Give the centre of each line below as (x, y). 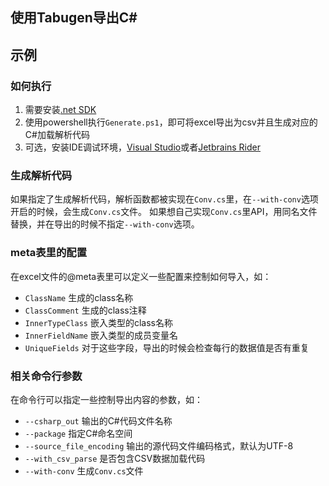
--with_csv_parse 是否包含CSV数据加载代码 (115, 458)
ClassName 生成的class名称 (79, 297)
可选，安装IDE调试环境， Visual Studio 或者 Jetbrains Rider (143, 147)
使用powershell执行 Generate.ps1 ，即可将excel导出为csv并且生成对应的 (171, 122)
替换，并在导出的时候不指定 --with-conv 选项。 (105, 224)
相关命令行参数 (46, 376)
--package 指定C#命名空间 (78, 433)
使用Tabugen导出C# (74, 18)
